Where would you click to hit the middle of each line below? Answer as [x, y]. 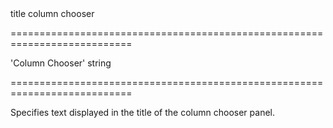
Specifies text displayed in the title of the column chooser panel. [142, 112]
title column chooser [52, 13]
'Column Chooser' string [61, 63]
